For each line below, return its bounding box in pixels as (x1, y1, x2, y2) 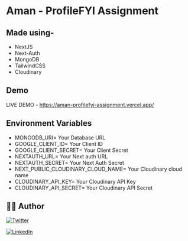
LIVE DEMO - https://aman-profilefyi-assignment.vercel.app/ (6, 101, 154, 108)
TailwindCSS (14, 62, 46, 69)
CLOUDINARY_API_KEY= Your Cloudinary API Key (14, 178, 136, 185)
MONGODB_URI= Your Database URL (14, 134, 106, 141)
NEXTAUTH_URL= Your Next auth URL (14, 152, 108, 160)
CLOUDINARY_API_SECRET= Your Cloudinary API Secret (14, 184, 153, 191)
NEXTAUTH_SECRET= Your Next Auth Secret (14, 159, 124, 166)
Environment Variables (6, 118, 92, 128)
